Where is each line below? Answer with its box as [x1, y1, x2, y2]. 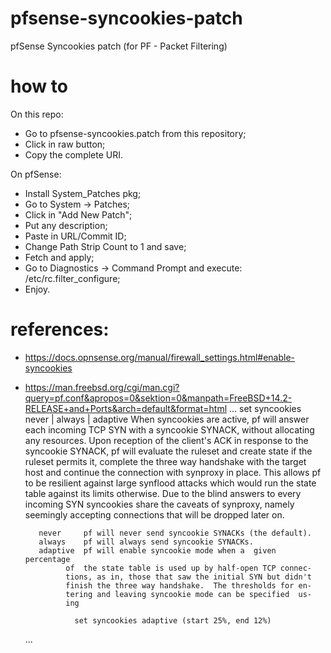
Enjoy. [24, 283, 51, 295]
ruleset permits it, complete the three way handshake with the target [24, 455, 307, 467]
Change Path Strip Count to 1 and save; [24, 240, 187, 252]
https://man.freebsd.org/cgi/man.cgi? [24, 381, 180, 393]
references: [10, 318, 110, 341]
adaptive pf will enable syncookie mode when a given [38, 545, 277, 556]
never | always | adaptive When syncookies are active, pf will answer [24, 413, 310, 425]
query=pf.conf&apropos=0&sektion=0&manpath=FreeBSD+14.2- [24, 392, 293, 404]
